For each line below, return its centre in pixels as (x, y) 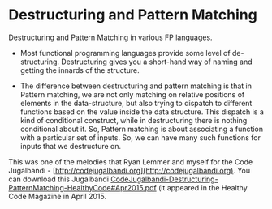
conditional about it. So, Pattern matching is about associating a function (142, 129)
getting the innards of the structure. (80, 70)
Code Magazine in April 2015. (58, 196)
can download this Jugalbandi (59, 179)
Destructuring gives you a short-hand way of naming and (157, 62)
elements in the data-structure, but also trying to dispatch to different (136, 103)
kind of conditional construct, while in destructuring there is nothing (134, 120)
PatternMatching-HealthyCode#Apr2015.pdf (82, 187)
